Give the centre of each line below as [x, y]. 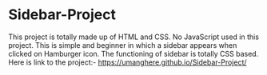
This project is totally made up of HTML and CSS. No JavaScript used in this [134, 37]
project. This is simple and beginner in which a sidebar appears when [123, 45]
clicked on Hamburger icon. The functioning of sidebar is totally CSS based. [133, 53]
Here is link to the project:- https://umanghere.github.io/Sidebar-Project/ [128, 62]
